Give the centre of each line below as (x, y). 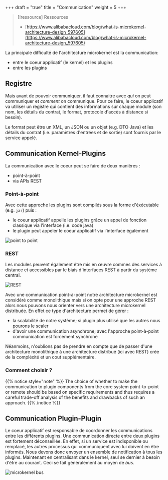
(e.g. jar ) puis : (21, 210)
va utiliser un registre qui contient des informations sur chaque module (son (83, 106)
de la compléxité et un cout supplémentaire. (51, 357)
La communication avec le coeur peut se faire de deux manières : (73, 165)
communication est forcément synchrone (55, 337)
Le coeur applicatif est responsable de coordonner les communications (79, 431)
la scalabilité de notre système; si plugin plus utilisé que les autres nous (86, 321)
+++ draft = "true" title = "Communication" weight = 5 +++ (66, 7)
